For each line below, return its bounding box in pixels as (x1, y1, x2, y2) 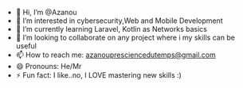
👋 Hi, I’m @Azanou (15, 8, 77, 17)
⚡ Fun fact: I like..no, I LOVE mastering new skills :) (15, 71, 182, 79)
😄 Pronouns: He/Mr (15, 62, 82, 71)
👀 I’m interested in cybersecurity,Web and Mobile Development (15, 16, 223, 25)
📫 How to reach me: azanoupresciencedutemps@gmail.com (15, 50, 217, 59)
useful (15, 41, 37, 51)
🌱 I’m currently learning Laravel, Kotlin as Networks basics (15, 25, 207, 33)
